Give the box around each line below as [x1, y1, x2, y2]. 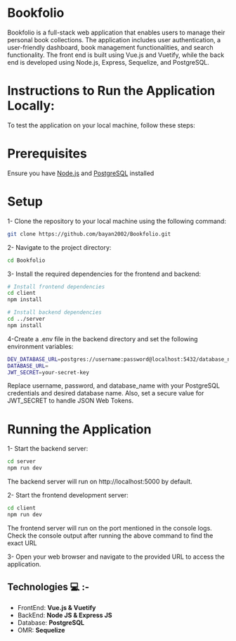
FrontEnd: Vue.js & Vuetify [17, 603, 96, 611]
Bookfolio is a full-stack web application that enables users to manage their [7, 28, 225, 37]
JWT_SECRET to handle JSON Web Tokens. [7, 396, 134, 405]
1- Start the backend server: [7, 445, 88, 453]
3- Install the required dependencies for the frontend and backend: [7, 269, 202, 278]
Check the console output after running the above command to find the [7, 531, 214, 540]
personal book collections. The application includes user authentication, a [7, 35, 221, 44]
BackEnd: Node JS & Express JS [17, 611, 112, 619]
